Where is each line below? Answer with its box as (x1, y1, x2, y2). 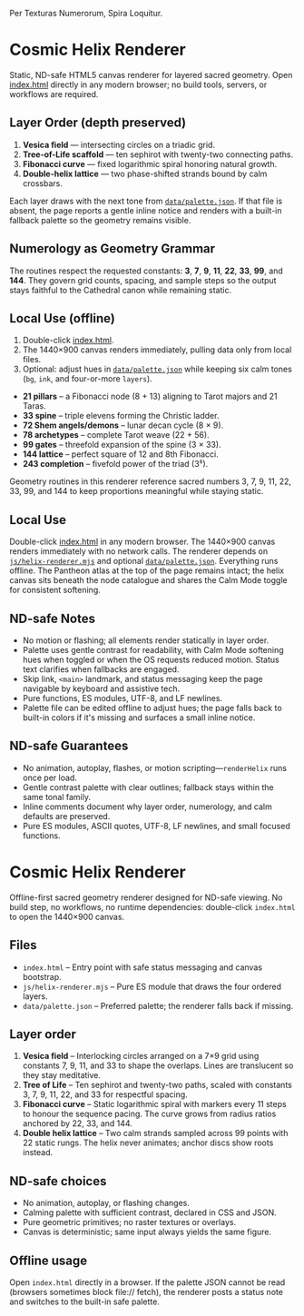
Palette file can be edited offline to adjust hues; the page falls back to (22, 703, 283, 713)
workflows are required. (9, 88, 99, 99)
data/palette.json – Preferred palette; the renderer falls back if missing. (22, 1000, 294, 1011)
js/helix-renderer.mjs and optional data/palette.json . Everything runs (9, 556, 279, 567)
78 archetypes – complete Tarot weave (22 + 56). (22, 430, 211, 440)
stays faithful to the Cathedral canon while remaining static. (9, 284, 232, 295)
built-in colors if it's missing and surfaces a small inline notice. (22, 712, 256, 723)
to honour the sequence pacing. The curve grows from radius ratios (22, 1108, 277, 1120)
